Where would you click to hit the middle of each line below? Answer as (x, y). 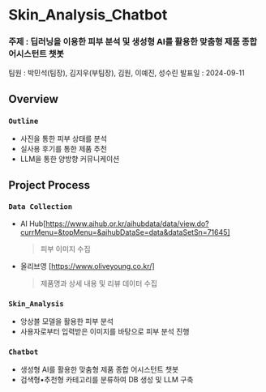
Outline (24, 121)
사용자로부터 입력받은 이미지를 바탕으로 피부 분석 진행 (105, 332)
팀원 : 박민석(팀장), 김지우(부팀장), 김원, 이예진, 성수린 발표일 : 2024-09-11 (127, 73)
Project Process (49, 185)
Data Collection (41, 207)
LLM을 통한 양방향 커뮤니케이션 (70, 159)
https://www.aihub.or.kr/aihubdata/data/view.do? (127, 224)
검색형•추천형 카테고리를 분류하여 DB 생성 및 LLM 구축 (107, 380)
